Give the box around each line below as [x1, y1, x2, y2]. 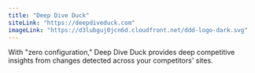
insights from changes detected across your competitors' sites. [8, 56, 214, 65]
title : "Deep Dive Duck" [8, 11, 90, 20]
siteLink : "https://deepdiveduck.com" [8, 19, 135, 27]
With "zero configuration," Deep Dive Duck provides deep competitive [8, 48, 235, 57]
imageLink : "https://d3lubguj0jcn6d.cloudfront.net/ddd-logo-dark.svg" [8, 26, 248, 34]
